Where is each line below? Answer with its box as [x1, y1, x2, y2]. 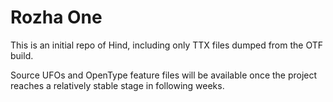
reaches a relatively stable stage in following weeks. [10, 79, 225, 91]
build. [10, 49, 34, 61]
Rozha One [10, 6, 103, 29]
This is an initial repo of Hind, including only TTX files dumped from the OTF [10, 39, 324, 51]
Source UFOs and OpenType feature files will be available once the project [10, 69, 318, 81]
